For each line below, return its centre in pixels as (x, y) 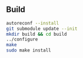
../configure (22, 40)
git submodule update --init (42, 29)
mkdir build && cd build (36, 34)
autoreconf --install (33, 23)
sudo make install (29, 50)
